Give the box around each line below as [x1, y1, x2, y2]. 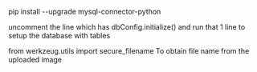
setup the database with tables [8, 31, 111, 40]
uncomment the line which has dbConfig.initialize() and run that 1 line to [8, 22, 246, 31]
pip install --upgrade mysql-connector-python [8, 7, 161, 16]
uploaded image [8, 55, 63, 64]
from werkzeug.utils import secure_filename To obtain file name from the [8, 46, 250, 55]
